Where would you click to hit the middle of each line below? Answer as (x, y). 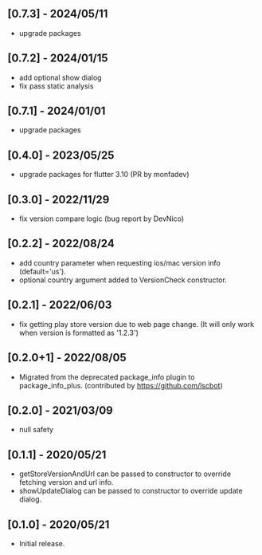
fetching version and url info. (66, 482)
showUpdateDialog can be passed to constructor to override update (131, 491)
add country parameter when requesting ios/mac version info (119, 262)
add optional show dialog (60, 77)
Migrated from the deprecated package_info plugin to (107, 377)
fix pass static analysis (56, 86)
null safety (36, 430)
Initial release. (42, 543)
